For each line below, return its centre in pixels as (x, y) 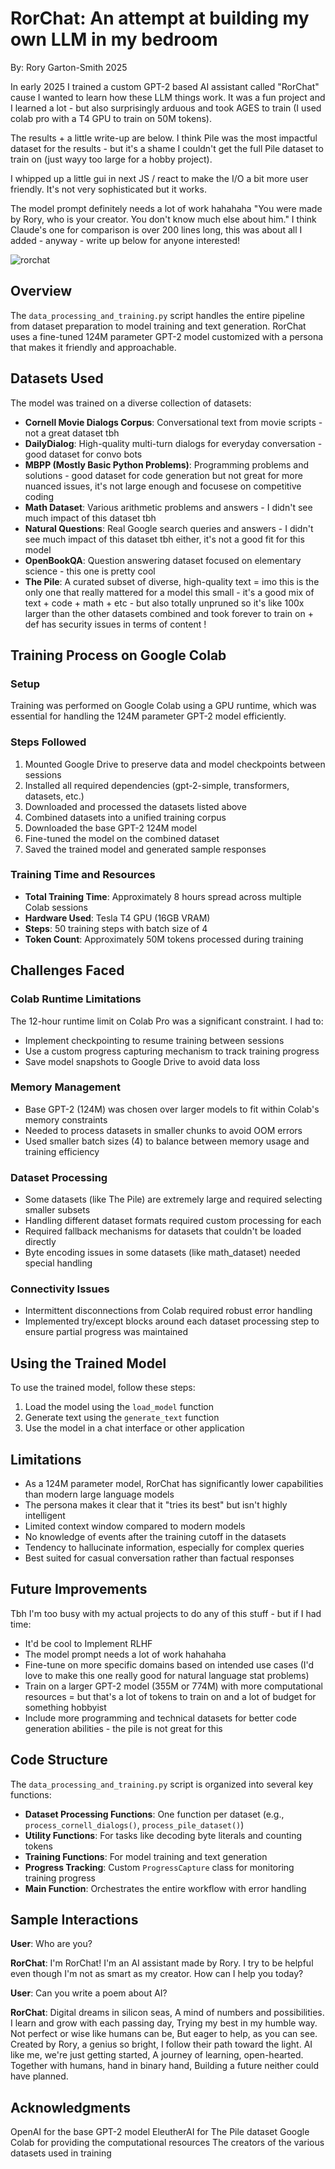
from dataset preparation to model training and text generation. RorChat (158, 326)
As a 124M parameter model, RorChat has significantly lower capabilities (174, 1484)
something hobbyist (65, 1707)
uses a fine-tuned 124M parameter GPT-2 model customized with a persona (167, 336)
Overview (41, 291)
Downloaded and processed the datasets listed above (135, 806)
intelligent (45, 1516)
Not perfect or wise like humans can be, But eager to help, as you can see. (164, 2034)
